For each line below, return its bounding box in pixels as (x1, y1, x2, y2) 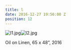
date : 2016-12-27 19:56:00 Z (5, 12, 66, 17)
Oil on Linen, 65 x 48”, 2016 (5, 40, 62, 46)
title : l (5, 7, 23, 12)
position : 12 (5, 16, 32, 21)
